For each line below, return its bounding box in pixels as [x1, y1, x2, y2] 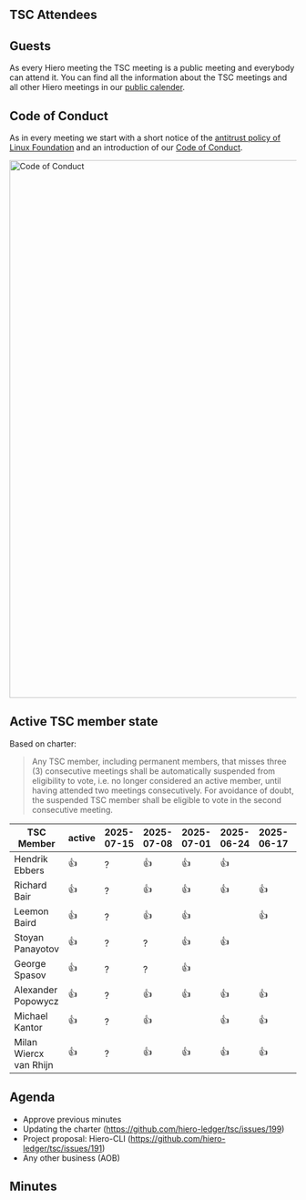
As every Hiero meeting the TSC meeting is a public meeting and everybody [9, 63, 295, 74]
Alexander [14, 983, 58, 996]
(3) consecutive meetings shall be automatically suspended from [31, 765, 276, 777]
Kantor [14, 1021, 43, 1033]
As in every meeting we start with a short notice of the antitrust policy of [9, 132, 280, 144]
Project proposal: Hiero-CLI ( [22, 1133, 131, 1144]
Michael [14, 1010, 48, 1022]
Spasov [14, 969, 46, 981]
